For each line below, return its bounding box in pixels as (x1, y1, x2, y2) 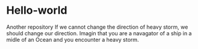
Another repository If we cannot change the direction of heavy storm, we (6, 23, 188, 30)
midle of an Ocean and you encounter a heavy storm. (6, 36, 139, 43)
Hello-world (6, 4, 68, 17)
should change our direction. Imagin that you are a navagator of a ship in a (6, 29, 192, 36)
